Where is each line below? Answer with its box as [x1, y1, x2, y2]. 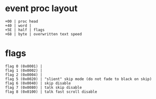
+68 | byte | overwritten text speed [5, 32, 82, 36]
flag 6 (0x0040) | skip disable [5, 81, 71, 85]
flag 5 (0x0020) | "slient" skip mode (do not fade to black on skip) [5, 76, 152, 82]
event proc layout [5, 3, 78, 14]
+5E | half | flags [5, 27, 45, 32]
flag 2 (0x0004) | [5, 72, 43, 77]
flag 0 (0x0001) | [5, 64, 43, 68]
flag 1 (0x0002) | [5, 68, 43, 73]
